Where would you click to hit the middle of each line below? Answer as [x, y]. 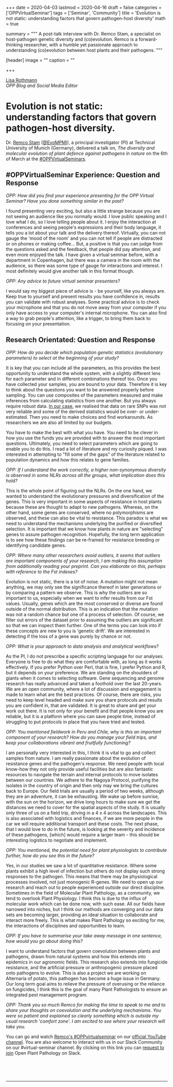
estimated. [17, 417]
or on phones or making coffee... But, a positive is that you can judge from [84, 243]
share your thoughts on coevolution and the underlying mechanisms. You [83, 1010]
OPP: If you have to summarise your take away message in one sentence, [84, 935]
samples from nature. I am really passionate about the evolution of [76, 758]
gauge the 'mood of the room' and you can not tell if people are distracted [84, 238]
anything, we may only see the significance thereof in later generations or [84, 587]
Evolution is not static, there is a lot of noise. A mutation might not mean [82, 581]
